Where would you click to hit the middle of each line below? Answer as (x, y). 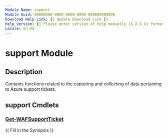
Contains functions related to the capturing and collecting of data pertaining (83, 84)
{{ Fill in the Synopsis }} (29, 130)
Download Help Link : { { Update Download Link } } (57, 19)
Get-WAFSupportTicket (34, 119)
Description (24, 72)
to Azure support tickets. (31, 89)
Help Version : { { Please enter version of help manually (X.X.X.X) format (85, 24)
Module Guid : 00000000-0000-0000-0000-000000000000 (60, 15)
